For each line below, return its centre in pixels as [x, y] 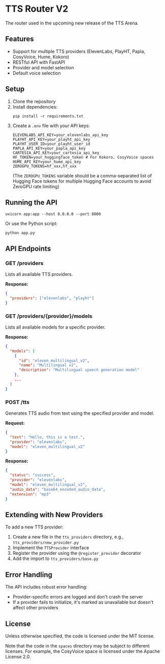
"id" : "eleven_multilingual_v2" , [54, 361]
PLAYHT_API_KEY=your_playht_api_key [51, 139]
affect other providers [35, 608]
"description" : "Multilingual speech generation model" [79, 370]
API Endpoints [28, 249]
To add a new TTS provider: [34, 527]
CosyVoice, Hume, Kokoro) [41, 57]
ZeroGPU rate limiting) [36, 186]
